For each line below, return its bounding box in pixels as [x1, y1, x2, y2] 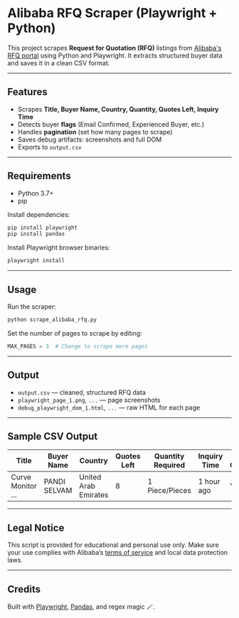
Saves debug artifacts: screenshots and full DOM [17, 135, 162, 144]
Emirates [79, 490, 109, 500]
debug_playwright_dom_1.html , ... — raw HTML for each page [17, 403, 201, 412]
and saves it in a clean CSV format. [7, 58, 110, 67]
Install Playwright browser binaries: [7, 243, 110, 252]
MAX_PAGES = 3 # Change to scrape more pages [7, 343, 148, 350]
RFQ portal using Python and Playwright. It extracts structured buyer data [7, 51, 223, 60]
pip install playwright [7, 224, 78, 231]
